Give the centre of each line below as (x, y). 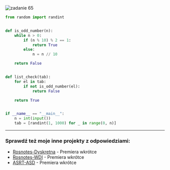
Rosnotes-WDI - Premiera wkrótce (48, 157)
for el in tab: (30, 81)
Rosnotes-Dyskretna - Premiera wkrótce (55, 152)
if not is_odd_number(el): (52, 86)
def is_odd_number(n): (29, 31)
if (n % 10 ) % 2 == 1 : (47, 40)
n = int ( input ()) (33, 118)
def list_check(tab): (28, 77)
